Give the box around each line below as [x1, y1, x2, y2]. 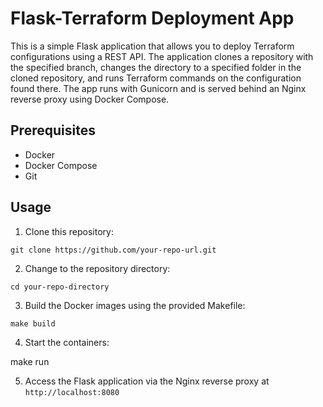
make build [10, 318, 56, 329]
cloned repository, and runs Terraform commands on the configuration [10, 72, 302, 84]
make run [10, 355, 50, 367]
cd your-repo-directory [10, 282, 110, 292]
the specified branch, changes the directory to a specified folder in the [10, 61, 302, 73]
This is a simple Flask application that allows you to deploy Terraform [10, 40, 295, 52]
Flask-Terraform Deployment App [10, 7, 295, 30]
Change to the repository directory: [24, 262, 171, 274]
